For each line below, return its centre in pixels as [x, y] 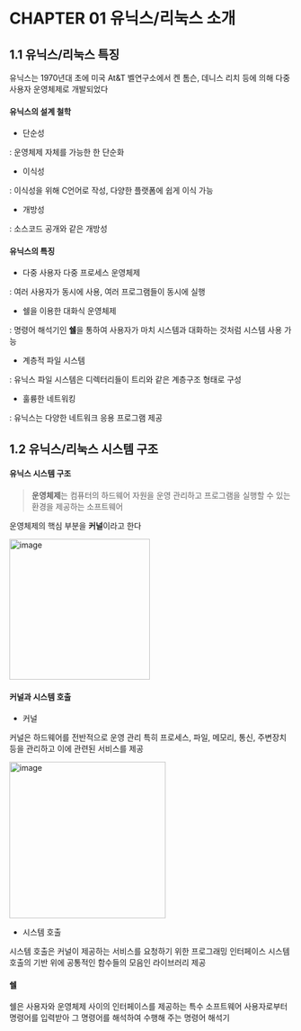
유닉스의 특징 [32, 251]
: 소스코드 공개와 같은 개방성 [58, 229]
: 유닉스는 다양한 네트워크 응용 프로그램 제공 [86, 418]
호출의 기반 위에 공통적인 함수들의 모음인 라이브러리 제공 [108, 963]
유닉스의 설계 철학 [40, 111]
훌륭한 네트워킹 [49, 399]
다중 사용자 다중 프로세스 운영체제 [81, 273]
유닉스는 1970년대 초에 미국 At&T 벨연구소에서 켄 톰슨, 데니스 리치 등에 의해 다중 [150, 78]
